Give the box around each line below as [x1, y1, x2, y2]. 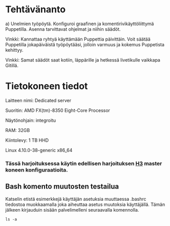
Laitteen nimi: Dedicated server [5, 97, 72, 103]
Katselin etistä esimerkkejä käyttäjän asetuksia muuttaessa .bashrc [5, 196, 146, 202]
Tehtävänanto [5, 4, 66, 15]
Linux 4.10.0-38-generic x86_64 [5, 147, 73, 153]
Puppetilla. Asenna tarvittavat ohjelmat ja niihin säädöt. [5, 26, 121, 32]
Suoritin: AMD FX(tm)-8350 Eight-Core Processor [5, 107, 110, 114]
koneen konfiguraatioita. [5, 166, 68, 173]
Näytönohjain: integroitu [5, 117, 56, 123]
